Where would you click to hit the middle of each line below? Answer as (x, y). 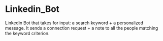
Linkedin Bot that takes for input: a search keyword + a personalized (74, 23)
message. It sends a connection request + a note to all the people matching (82, 28)
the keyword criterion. (28, 33)
